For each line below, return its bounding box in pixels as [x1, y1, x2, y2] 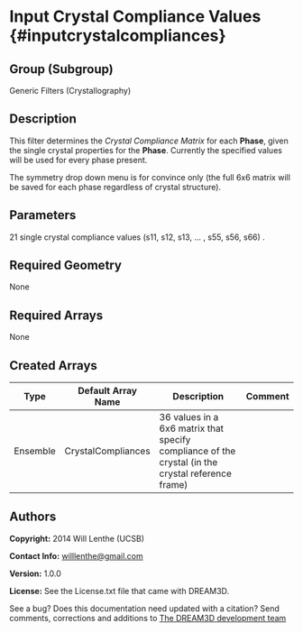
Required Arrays [9, 307, 104, 323]
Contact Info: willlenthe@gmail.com [9, 550, 143, 561]
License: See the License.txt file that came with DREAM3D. [9, 585, 230, 596]
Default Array [78, 385, 138, 398]
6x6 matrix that [159, 422, 224, 435]
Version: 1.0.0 [9, 568, 61, 579]
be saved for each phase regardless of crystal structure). [9, 181, 222, 192]
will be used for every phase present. [9, 154, 148, 165]
